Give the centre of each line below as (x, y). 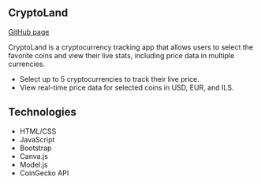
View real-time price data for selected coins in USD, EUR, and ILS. (127, 87)
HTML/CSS (38, 131)
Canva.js (34, 156)
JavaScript (37, 139)
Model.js (34, 164)
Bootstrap (35, 148)
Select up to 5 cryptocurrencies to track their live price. (109, 79)
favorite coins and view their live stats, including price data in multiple (121, 55)
